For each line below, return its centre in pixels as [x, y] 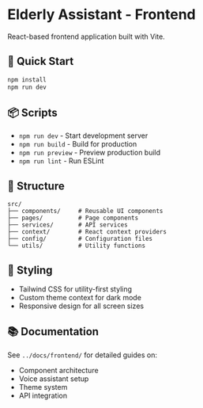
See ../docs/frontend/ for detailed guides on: [82, 355]
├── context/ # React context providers [87, 232]
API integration [43, 395]
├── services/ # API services [68, 225]
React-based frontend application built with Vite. [86, 36]
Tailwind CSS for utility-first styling [75, 289]
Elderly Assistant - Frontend [101, 15]
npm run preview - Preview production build [90, 153]
